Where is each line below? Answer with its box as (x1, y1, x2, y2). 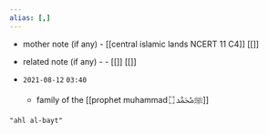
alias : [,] (9, 13, 51, 23)
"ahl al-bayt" (9, 116, 64, 125)
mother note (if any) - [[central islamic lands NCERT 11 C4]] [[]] (22, 38, 260, 49)
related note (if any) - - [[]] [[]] (22, 56, 137, 67)
